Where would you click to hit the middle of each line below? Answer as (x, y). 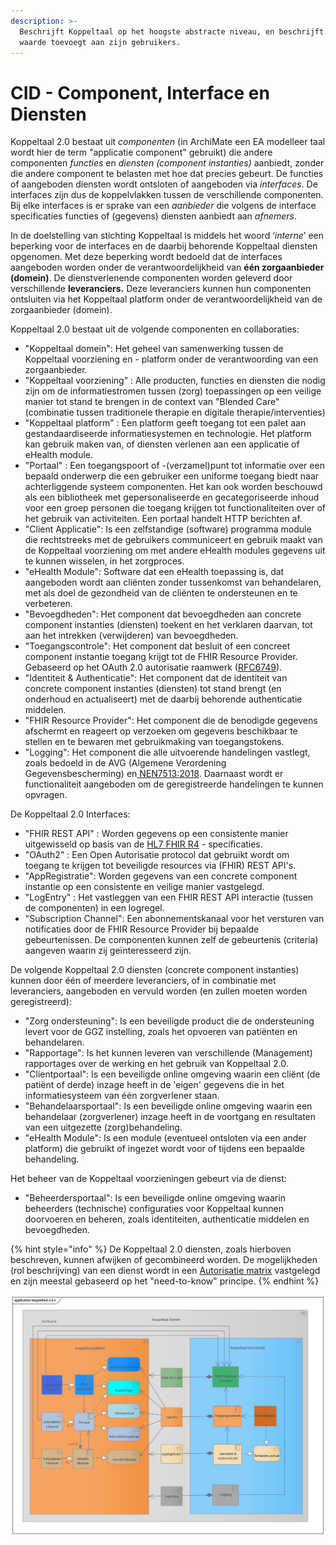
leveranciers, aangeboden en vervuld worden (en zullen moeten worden (159, 991)
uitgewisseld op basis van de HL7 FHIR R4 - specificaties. (143, 844)
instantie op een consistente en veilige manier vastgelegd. (144, 887)
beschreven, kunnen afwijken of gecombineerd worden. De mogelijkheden (164, 1260)
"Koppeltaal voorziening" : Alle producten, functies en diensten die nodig (175, 381)
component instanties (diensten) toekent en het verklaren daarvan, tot (168, 625)
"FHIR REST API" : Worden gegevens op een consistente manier (156, 834)
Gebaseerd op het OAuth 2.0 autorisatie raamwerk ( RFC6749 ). (153, 667)
